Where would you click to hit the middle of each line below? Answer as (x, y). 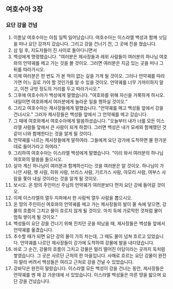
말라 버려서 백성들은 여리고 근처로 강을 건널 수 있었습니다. (76, 262)
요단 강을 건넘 (22, 25)
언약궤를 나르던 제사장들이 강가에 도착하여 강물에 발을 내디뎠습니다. (87, 242)
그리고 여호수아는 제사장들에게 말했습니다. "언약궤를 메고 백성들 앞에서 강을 (88, 108)
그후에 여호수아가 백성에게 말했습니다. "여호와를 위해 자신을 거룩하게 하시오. (89, 95)
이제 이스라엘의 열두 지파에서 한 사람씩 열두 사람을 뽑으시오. (73, 198)
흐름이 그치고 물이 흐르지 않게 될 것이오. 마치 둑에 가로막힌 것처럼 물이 (93, 210)
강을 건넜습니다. (35, 281)
